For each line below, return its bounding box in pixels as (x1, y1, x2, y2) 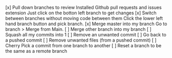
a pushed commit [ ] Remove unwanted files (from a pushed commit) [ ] (5, 37, 157, 43)
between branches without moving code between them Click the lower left (5, 15, 163, 21)
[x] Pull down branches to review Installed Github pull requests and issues (5, 5, 162, 10)
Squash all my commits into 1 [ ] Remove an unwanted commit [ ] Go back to (5, 32, 167, 37)
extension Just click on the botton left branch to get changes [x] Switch (5, 10, 157, 16)
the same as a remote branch (5, 48, 68, 54)
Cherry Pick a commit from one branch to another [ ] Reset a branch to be (5, 43, 162, 48)
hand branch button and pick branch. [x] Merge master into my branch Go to (5, 21, 167, 27)
